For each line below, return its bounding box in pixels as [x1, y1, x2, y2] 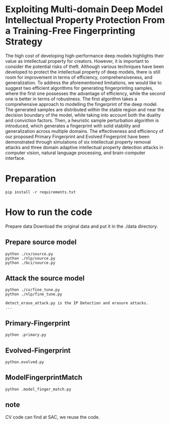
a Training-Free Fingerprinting [5, 25, 135, 37]
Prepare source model [5, 238, 77, 246]
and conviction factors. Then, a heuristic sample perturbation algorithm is [5, 117, 159, 123]
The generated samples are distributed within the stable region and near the [5, 107, 164, 113]
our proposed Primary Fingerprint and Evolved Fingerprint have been [5, 133, 150, 139]
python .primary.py [5, 332, 47, 338]
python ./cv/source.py [5, 251, 53, 257]
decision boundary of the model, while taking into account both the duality [5, 112, 161, 118]
